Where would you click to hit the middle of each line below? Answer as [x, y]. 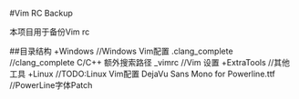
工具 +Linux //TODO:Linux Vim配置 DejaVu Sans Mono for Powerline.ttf [142, 74]
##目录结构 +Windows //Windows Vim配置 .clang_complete [122, 51]
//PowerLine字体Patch [51, 85]
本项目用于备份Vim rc [50, 32]
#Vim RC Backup [41, 13]
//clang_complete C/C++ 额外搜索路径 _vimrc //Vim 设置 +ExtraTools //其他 [149, 62]
